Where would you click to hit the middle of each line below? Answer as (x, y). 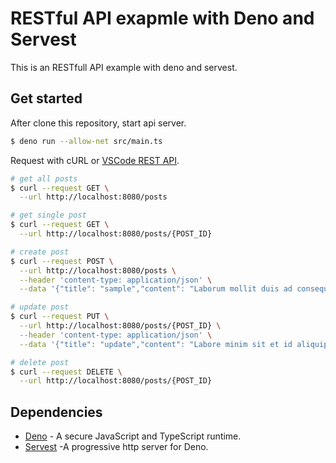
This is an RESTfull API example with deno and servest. (124, 67)
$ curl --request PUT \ (60, 317)
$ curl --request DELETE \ (66, 372)
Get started (46, 98)
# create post (40, 252)
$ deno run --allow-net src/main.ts (86, 141)
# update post (40, 307)
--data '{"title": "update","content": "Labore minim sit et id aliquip (174, 344)
